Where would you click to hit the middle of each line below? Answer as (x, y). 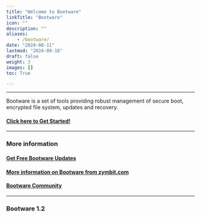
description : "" (26, 28)
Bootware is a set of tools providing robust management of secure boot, (95, 101)
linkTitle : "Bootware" (34, 17)
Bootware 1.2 (26, 209)
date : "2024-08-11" (31, 46)
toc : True (19, 73)
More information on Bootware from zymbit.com (68, 172)
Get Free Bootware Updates (41, 158)
